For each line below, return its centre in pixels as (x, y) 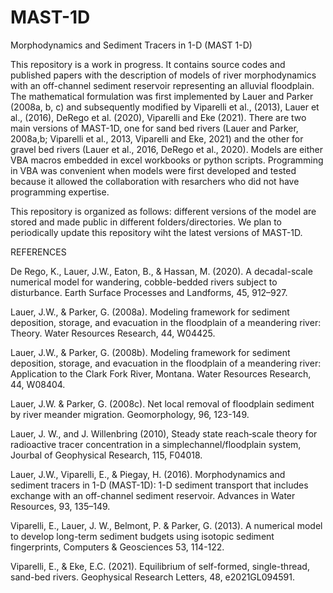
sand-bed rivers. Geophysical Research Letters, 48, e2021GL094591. (153, 577)
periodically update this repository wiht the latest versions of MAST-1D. (156, 232)
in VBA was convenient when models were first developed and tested (153, 170)
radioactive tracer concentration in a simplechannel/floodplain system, (156, 444)
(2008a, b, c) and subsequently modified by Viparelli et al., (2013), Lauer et (165, 107)
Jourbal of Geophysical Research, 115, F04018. (106, 455)
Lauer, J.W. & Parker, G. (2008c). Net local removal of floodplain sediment (162, 403)
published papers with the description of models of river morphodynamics (163, 75)
